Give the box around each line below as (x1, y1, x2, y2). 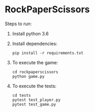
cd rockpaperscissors (12, 69, 58, 74)
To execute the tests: (12, 83, 57, 89)
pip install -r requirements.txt (12, 50, 84, 55)
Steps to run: (5, 21, 32, 27)
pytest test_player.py (12, 97, 61, 102)
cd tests (12, 92, 31, 98)
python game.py (12, 73, 45, 79)
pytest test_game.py (12, 102, 56, 107)
